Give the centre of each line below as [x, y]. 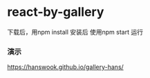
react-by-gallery [56, 12]
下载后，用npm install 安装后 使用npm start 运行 [75, 32]
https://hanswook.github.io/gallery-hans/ [66, 67]
